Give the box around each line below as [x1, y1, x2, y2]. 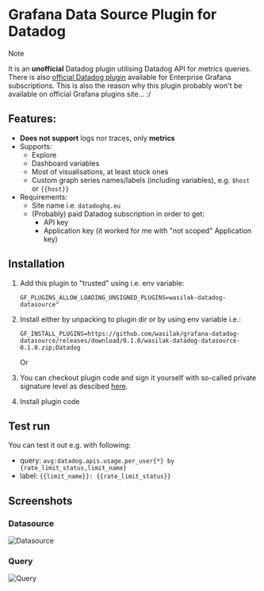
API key [43, 217, 69, 227]
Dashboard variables [31, 158, 100, 168]
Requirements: [19, 192, 67, 201]
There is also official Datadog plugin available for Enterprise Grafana [8, 72, 231, 82]
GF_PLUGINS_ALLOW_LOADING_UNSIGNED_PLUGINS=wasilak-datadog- [19, 293, 227, 302]
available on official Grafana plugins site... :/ [8, 89, 151, 98]
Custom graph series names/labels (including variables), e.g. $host [31, 175, 251, 185]
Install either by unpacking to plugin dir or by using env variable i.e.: [19, 315, 242, 324]
